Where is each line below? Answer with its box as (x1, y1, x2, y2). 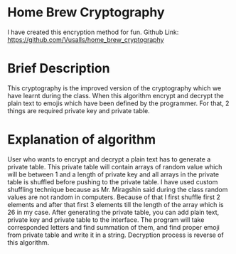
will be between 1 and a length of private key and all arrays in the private (7, 170, 219, 179)
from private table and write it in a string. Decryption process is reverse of (7, 231, 224, 239)
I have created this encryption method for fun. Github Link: (7, 28, 179, 36)
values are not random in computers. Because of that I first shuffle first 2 (7, 193, 220, 201)
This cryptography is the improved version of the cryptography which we (7, 83, 222, 92)
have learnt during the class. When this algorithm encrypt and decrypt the (7, 91, 224, 100)
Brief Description (7, 60, 110, 77)
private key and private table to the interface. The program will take (7, 215, 205, 224)
